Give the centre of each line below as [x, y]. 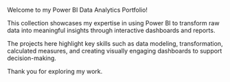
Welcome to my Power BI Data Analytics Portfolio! [77, 10]
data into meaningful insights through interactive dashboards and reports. [111, 30]
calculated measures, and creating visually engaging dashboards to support [115, 51]
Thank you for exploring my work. [55, 71]
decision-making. [32, 58]
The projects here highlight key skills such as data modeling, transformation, [115, 43]
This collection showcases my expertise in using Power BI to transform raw [113, 23]
